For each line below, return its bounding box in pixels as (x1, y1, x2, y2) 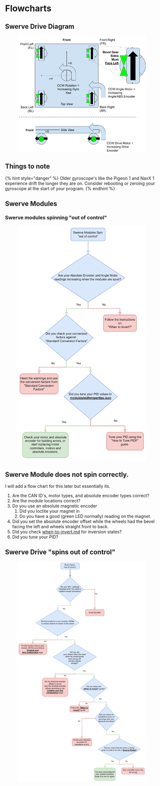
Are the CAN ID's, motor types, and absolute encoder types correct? (12, 493, 150, 499)
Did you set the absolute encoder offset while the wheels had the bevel (12, 518, 155, 524)
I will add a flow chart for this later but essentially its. (5, 483, 110, 489)
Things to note (5, 162, 50, 171)
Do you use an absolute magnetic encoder (12, 503, 97, 509)
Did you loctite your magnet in (19, 508, 80, 514)
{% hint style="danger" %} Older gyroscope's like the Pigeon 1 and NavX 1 (5, 175, 155, 181)
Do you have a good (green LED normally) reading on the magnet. (19, 514, 152, 519)
